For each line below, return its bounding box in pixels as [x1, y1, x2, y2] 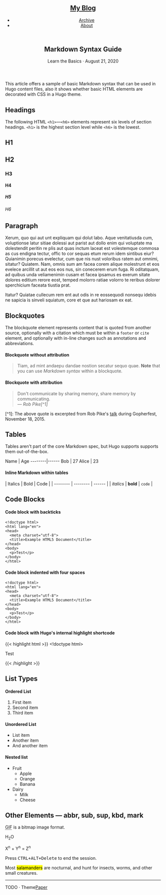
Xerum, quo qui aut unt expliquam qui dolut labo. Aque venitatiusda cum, [5, 235, 153, 241]
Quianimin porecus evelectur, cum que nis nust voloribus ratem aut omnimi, [5, 256, 159, 262]
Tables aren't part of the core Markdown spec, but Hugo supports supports [5, 443, 159, 449]
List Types [5, 674, 38, 683]
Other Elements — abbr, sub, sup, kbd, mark [5, 811, 144, 820]
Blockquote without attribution [5, 352, 70, 358]
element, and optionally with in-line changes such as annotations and [5, 335, 147, 341]
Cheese [19, 797, 36, 803]
